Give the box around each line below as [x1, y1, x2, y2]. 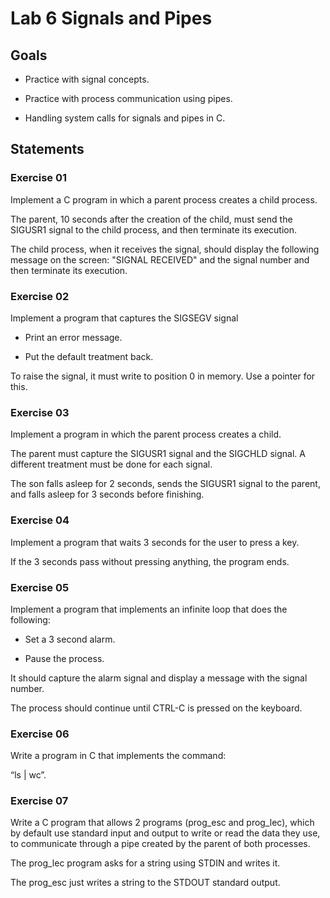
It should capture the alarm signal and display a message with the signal [10, 672, 308, 684]
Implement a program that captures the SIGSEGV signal [10, 312, 239, 324]
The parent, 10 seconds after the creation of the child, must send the [10, 213, 293, 225]
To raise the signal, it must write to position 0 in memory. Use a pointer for [10, 370, 316, 382]
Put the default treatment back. [24, 350, 154, 362]
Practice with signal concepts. [24, 73, 150, 85]
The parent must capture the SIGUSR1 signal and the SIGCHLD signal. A [10, 448, 306, 460]
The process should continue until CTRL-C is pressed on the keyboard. [10, 702, 303, 714]
